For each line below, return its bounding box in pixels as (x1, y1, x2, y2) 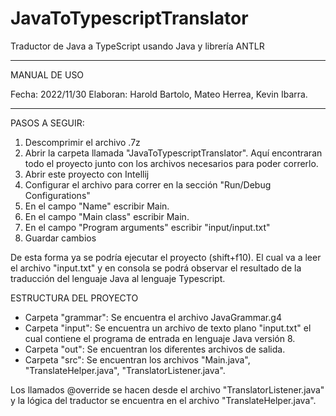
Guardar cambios (24, 232, 97, 244)
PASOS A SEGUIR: (10, 117, 85, 129)
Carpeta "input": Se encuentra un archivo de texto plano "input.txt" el (24, 322, 312, 334)
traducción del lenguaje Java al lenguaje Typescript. (10, 272, 226, 284)
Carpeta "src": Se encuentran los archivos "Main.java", (24, 353, 251, 366)
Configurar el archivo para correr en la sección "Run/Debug (24, 178, 272, 191)
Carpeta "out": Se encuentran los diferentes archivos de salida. (24, 343, 286, 355)
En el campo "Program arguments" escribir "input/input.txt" (24, 221, 271, 233)
